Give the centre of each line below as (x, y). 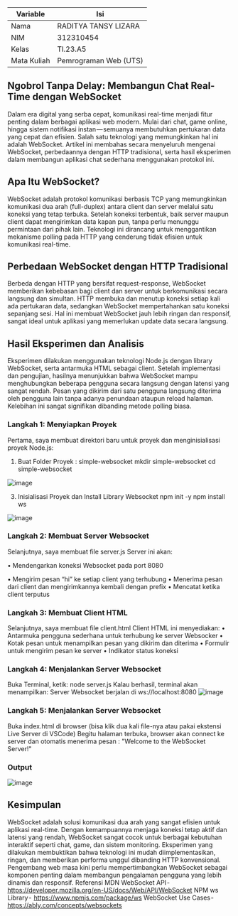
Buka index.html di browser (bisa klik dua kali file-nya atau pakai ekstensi (114, 726)
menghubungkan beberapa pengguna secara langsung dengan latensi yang (118, 384)
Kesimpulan (34, 805)
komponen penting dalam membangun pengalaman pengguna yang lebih (114, 875)
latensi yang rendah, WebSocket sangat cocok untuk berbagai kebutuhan (115, 837)
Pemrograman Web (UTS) (100, 61)
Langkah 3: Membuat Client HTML (67, 613)
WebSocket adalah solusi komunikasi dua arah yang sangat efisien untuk (114, 822)
